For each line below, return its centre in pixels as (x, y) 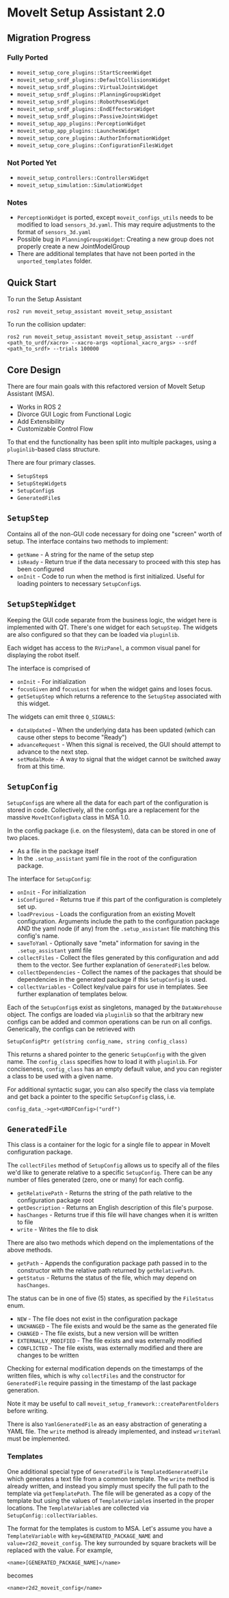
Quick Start (32, 282)
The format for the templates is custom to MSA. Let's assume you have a (110, 1528)
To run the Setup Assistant (44, 299)
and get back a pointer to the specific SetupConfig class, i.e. (92, 1096)
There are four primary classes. (51, 463)
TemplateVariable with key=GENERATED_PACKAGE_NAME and (85, 1536)
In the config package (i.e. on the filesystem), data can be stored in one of (112, 830)
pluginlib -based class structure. (54, 449)
